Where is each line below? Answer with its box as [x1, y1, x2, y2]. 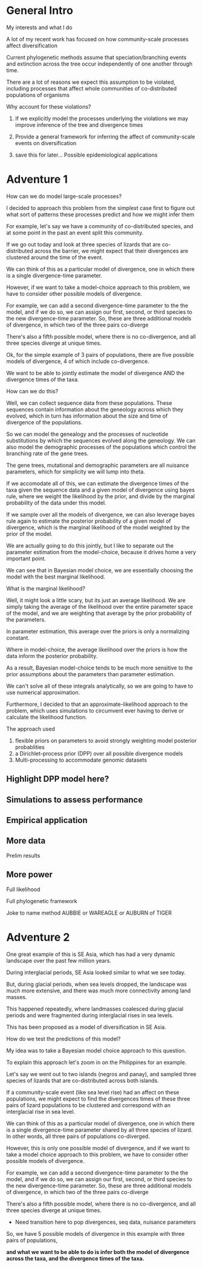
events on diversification [14, 139, 77, 146]
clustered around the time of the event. [6, 253, 104, 261]
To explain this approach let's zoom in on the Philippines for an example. [6, 1059, 187, 1066]
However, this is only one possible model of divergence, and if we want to [6, 1144, 190, 1151]
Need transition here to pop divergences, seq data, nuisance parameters [14, 1218, 196, 1226]
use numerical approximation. [6, 688, 80, 696]
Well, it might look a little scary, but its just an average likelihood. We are [6, 596, 186, 604]
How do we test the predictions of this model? [6, 1035, 121, 1042]
